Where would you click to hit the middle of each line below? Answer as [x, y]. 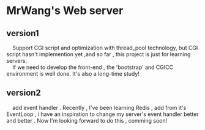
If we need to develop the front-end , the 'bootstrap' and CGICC [92, 67]
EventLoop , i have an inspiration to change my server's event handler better [102, 114]
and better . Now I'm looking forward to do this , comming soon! [87, 120]
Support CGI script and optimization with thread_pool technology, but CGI [105, 48]
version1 [23, 33]
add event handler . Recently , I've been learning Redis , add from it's [99, 107]
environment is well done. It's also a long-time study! [73, 74]
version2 [24, 93]
